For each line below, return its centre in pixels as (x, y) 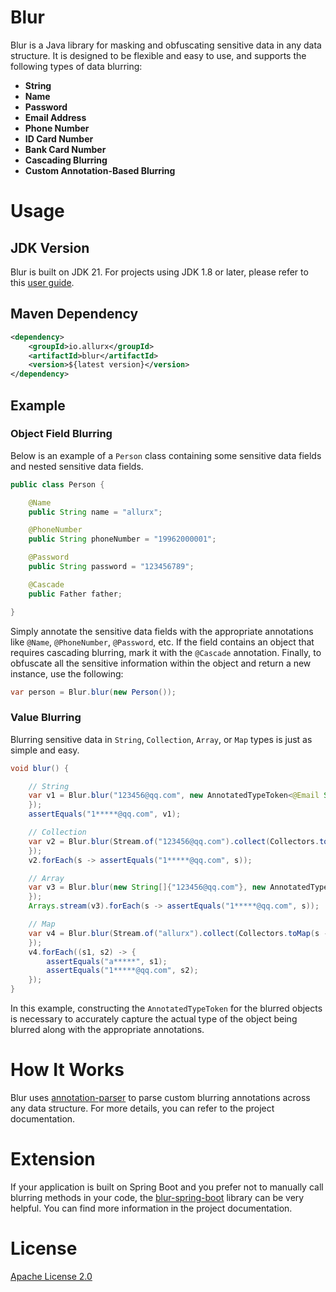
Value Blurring (46, 718)
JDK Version (50, 247)
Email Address (55, 117)
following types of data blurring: (76, 66)
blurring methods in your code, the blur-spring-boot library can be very (157, 1197)
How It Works (67, 1070)
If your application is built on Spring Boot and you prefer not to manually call (167, 1187)
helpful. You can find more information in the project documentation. (151, 1208)
